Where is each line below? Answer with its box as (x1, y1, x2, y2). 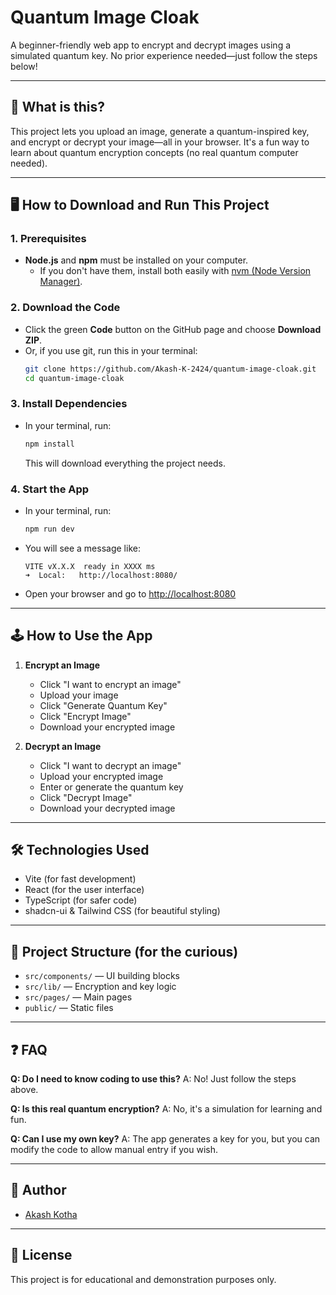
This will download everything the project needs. (24, 457, 227, 469)
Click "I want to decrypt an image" (39, 759, 182, 771)
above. (10, 1084, 39, 1096)
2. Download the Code (10, 301, 121, 315)
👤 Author (10, 1182, 67, 1199)
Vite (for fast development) (24, 873, 137, 885)
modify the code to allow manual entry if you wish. (10, 1144, 219, 1156)
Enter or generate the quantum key (39, 781, 184, 793)
